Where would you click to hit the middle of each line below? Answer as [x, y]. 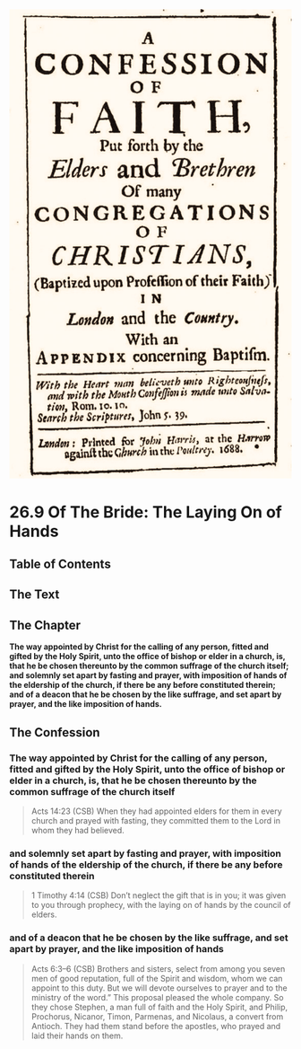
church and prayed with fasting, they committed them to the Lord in [155, 820]
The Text [34, 595]
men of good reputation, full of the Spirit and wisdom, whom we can [157, 978]
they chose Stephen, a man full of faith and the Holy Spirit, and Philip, [159, 1007]
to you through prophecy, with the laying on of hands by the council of [161, 905]
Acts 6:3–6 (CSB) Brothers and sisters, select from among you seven [158, 968]
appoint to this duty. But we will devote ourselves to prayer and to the [159, 988]
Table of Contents [60, 564]
